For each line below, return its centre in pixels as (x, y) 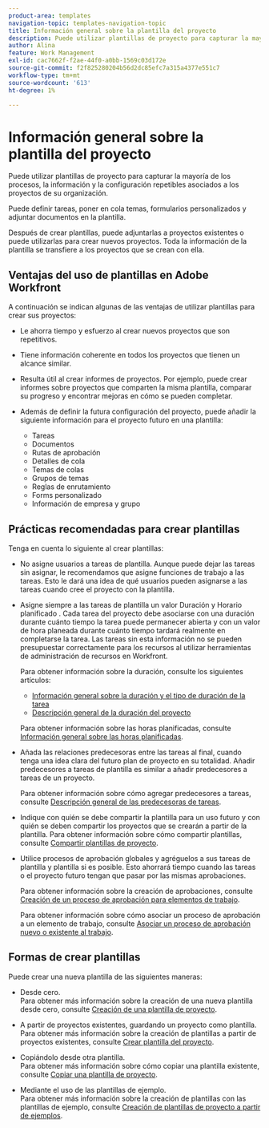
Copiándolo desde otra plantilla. (72, 1057)
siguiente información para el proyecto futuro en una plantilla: (121, 420)
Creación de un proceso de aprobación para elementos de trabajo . (130, 900)
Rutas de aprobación (66, 453)
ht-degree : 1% (32, 90)
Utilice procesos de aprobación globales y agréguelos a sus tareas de (135, 858)
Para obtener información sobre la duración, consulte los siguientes (132, 671)
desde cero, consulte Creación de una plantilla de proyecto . (118, 1009)
